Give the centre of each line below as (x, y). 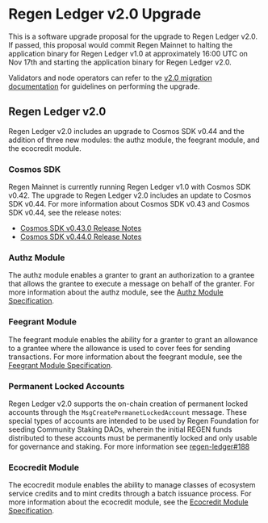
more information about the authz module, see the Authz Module (116, 292)
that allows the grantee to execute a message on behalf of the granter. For (132, 284)
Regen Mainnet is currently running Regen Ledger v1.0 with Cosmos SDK (130, 187)
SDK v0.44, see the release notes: (65, 213)
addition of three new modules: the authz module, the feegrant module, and (134, 140)
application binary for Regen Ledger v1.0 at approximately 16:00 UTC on (128, 53)
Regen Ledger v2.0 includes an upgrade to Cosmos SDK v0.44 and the (126, 131)
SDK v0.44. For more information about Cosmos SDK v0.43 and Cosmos (129, 204)
